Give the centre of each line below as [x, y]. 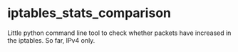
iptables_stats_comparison [89, 13]
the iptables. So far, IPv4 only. [51, 40]
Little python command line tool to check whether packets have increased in [119, 33]
